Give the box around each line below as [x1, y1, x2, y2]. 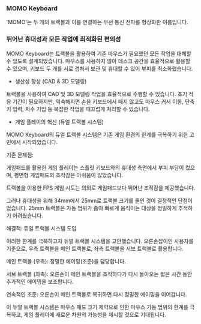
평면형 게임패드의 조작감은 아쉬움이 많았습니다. [14, 171, 124, 178]
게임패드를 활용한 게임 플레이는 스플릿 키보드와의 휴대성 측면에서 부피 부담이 [6, 164, 184, 171]
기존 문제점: [6, 151, 34, 158]
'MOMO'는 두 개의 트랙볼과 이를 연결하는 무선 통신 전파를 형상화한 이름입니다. [6, 19, 188, 26]
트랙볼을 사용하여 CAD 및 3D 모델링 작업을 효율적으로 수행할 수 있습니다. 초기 [6, 90, 188, 97]
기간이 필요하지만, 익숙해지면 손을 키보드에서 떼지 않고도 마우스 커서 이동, [12, 98, 184, 105]
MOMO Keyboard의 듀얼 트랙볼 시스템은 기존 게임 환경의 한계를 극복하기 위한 [6, 131, 188, 138]
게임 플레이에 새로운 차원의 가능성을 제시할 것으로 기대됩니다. [23, 311, 166, 318]
